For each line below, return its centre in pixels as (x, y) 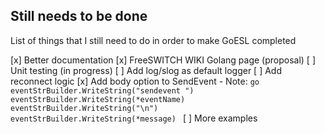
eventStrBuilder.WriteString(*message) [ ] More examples (134, 118)
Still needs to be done (79, 16)
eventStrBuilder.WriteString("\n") (84, 108)
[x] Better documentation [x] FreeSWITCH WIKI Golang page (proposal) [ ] (163, 60)
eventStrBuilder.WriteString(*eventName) (98, 99)
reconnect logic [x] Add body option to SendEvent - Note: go (135, 81)
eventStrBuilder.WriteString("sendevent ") (102, 90)
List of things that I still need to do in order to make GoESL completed (153, 40)
